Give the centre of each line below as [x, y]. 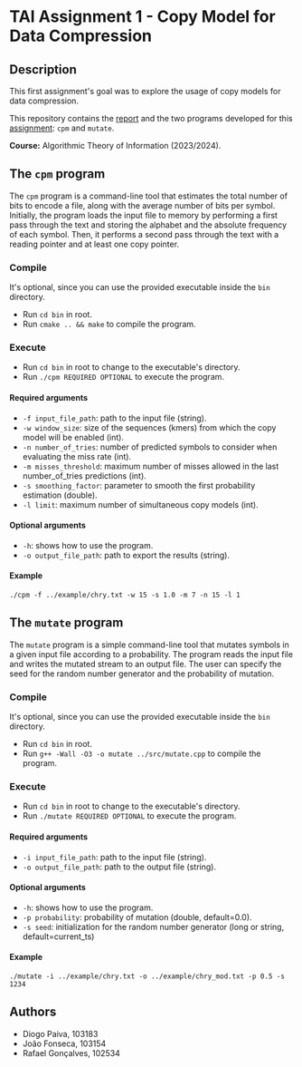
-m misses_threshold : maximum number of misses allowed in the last [151, 466]
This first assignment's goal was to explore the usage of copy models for [145, 91]
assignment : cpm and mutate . [62, 128]
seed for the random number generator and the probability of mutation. [142, 674]
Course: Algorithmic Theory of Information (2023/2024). [115, 145]
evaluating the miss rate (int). [77, 456]
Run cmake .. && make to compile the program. [109, 325]
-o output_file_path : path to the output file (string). [119, 867]
